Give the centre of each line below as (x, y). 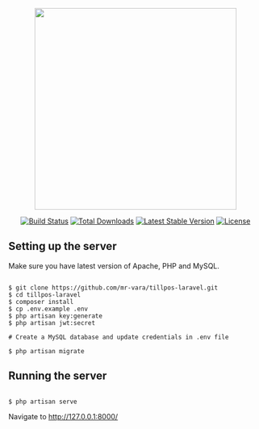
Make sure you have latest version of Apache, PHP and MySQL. (114, 265)
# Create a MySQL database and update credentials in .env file (119, 337)
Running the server (58, 376)
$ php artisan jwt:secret (52, 323)
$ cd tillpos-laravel (45, 294)
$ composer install (41, 302)
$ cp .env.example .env (48, 309)
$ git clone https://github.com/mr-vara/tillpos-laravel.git (113, 287)
